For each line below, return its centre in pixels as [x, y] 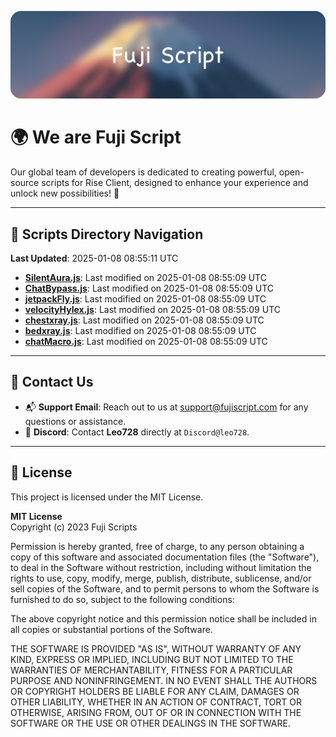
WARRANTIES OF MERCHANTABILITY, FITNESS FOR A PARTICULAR [151, 670]
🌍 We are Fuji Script [96, 137]
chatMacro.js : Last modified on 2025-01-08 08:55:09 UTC [146, 342]
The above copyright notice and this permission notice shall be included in [163, 618]
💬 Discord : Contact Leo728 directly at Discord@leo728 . [137, 432]
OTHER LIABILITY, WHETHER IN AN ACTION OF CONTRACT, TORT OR [156, 702]
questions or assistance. [75, 421]
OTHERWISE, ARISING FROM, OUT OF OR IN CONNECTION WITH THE [156, 712]
